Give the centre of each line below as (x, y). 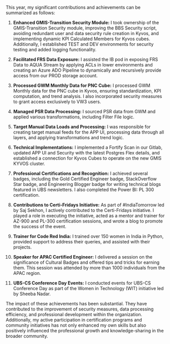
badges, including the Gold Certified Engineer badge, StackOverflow (85, 179)
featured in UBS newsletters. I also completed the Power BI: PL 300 (83, 190)
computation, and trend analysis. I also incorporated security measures (88, 96)
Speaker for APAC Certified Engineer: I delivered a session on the (83, 257)
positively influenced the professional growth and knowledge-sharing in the (85, 331)
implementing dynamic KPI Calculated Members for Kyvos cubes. (81, 39)
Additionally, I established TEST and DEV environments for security (83, 44)
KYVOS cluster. (29, 164)
